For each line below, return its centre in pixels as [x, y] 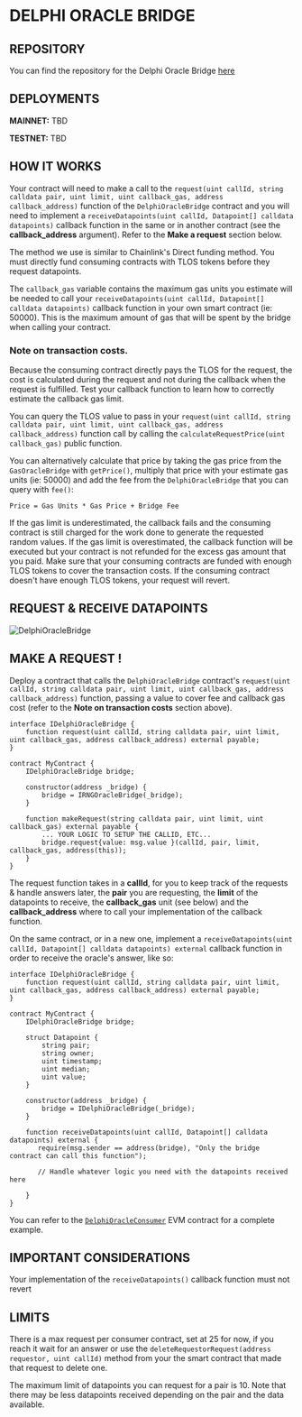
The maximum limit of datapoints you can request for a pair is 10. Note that [148, 1385]
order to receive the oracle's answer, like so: [92, 958]
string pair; [66, 1045]
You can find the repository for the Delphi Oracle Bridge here [122, 70]
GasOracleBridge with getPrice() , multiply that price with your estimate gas [149, 470]
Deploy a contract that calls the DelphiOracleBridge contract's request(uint [150, 680]
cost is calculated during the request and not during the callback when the [147, 379]
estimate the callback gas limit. [67, 399]
